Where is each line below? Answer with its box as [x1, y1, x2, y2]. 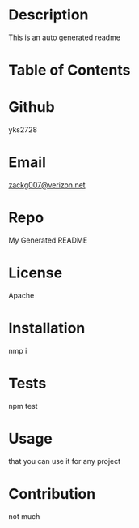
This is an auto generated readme [8, 32, 121, 42]
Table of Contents [8, 61, 131, 79]
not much [8, 511, 40, 521]
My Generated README [8, 235, 88, 245]
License [8, 264, 63, 282]
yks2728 [8, 125, 38, 135]
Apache [8, 290, 35, 300]
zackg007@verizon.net [8, 180, 86, 190]
